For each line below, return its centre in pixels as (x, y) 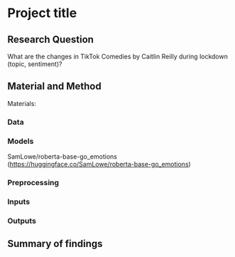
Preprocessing (33, 182)
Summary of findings (55, 244)
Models (21, 141)
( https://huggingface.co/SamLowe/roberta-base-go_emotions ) (99, 164)
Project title (42, 13)
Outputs (22, 221)
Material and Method (54, 86)
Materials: (22, 103)
